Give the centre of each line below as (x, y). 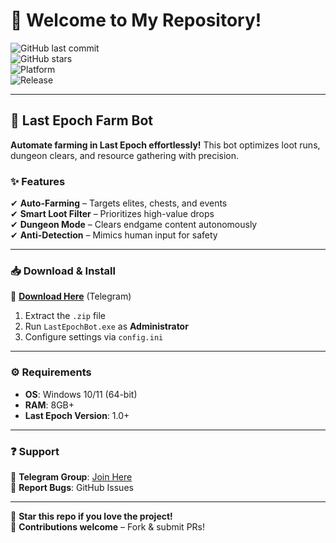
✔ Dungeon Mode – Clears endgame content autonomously (134, 225)
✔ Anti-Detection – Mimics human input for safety (114, 235)
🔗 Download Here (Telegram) (71, 296)
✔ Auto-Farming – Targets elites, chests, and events (119, 203)
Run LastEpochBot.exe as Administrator (106, 326)
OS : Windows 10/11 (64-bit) (81, 394)
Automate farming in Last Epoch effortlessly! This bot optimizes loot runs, (165, 145)
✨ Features (38, 181)
